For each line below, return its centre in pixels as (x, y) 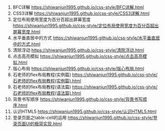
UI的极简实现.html (44, 124)
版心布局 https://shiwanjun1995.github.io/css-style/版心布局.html (78, 68)
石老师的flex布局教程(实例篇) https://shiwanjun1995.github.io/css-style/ (85, 75)
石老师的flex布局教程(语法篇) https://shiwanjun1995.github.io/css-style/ (85, 87)
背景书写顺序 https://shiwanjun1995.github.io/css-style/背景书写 (78, 99)
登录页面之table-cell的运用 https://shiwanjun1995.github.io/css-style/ (83, 118)
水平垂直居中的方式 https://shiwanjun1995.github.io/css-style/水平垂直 (84, 38)
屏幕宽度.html (27, 32)
